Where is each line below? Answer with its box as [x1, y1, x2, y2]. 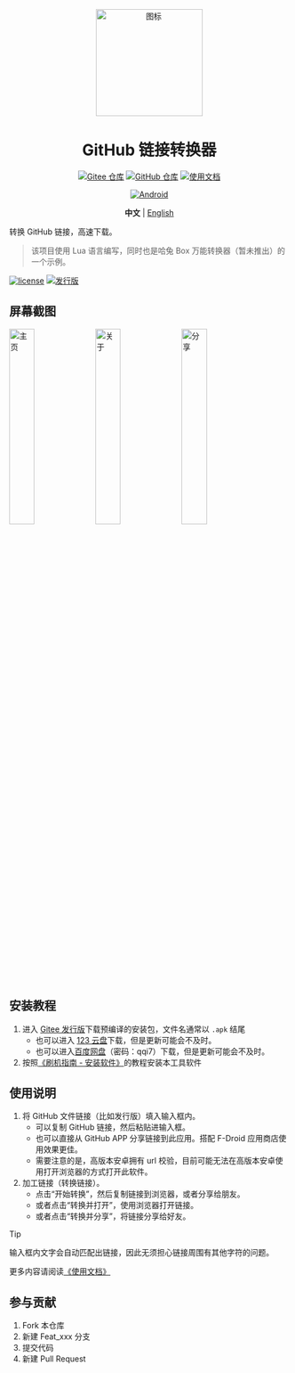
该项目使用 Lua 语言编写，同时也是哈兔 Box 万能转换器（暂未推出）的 [30, 245, 286, 256]
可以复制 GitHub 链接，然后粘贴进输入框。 [35, 1122, 191, 1132]
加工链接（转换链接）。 [21, 1178, 105, 1189]
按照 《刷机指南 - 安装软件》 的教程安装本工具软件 [21, 1057, 203, 1067]
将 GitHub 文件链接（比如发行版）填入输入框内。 [21, 1111, 201, 1122]
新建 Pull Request [21, 1353, 86, 1364]
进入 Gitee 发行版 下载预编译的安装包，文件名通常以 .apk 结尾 [21, 1024, 246, 1034]
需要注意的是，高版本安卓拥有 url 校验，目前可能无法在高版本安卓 [35, 1156, 275, 1166]
